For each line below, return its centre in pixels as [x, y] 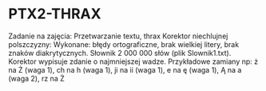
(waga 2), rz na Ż [37, 78]
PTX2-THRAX [55, 14]
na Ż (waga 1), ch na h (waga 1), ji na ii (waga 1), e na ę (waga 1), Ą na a [125, 69]
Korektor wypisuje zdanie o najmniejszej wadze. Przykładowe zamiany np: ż [133, 61]
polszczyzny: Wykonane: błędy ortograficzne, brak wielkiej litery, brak [124, 44]
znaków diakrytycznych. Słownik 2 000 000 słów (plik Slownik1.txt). [120, 53]
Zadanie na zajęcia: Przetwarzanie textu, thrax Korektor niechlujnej [118, 36]
